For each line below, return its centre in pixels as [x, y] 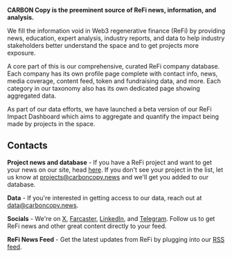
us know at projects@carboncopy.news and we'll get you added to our [108, 177]
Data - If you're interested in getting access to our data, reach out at [105, 197]
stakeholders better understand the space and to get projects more [103, 45]
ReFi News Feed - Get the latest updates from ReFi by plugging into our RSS [116, 239]
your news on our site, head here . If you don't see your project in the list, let [115, 170]
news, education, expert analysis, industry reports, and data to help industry [116, 38]
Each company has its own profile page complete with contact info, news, [113, 73]
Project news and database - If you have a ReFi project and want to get [110, 162]
